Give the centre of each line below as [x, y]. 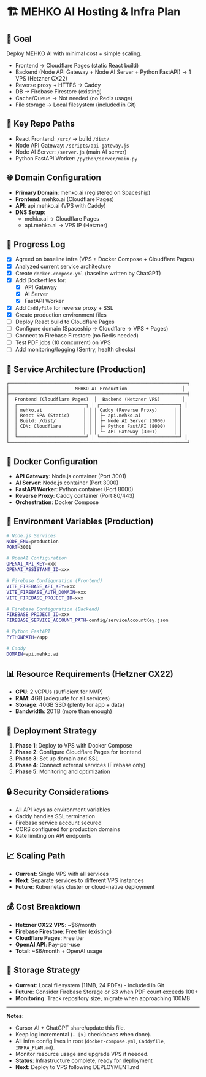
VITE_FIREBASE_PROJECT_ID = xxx [45, 598]
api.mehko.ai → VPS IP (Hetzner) [66, 225]
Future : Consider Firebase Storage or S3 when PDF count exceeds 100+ [106, 992]
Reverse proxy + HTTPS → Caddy [58, 85]
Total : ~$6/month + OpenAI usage [59, 951]
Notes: [15, 1016]
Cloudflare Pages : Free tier [50, 937]
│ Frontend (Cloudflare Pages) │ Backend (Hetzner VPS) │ [96, 400]
